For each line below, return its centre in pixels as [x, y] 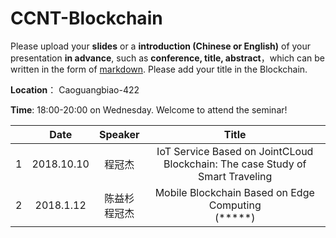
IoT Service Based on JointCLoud [235, 151]
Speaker [119, 134]
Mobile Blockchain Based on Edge [234, 192]
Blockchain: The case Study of [235, 164]
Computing [235, 205]
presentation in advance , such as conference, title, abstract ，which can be [168, 58]
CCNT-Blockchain [86, 18]
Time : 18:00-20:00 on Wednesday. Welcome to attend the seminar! [149, 109]
